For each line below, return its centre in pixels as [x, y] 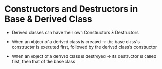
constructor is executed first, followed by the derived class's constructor [84, 47]
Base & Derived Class [49, 19]
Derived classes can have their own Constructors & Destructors [75, 32]
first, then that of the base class [43, 61]
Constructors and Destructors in [71, 9]
